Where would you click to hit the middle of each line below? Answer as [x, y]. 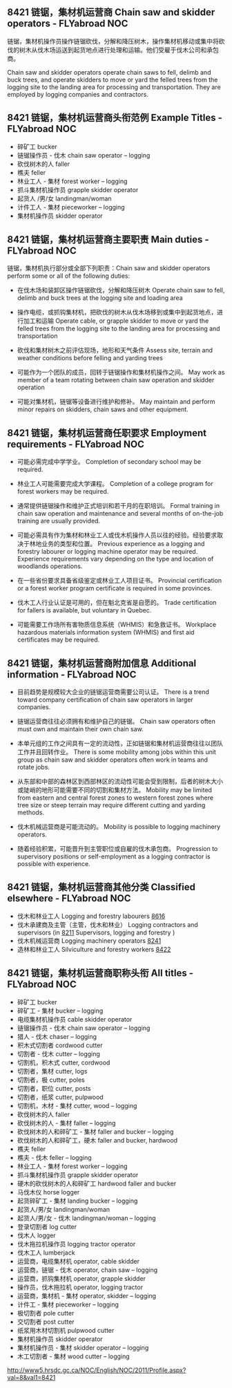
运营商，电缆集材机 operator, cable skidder [78, 1261]
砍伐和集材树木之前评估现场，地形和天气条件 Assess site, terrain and [115, 350]
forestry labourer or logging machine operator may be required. [107, 552]
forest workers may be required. [63, 491]
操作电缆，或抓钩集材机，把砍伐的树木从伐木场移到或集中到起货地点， [117, 312]
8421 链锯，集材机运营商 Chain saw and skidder [111, 12]
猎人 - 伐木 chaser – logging [57, 1036]
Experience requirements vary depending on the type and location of [115, 559]
